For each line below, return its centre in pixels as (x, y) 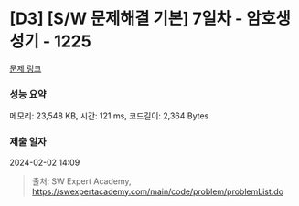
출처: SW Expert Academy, (81, 181)
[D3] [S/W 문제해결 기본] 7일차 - (126, 19)
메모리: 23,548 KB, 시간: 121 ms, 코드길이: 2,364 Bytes (109, 116)
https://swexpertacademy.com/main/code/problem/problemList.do (158, 191)
